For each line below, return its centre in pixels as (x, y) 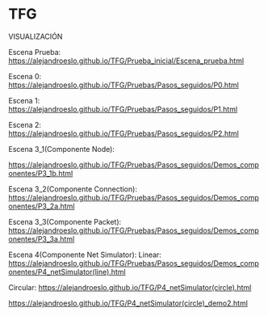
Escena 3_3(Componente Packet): (65, 221)
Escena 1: (24, 100)
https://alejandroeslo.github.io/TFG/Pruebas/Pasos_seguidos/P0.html (124, 85)
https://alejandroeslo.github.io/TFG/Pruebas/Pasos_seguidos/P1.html (123, 109)
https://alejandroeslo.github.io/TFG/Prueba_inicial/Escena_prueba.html (126, 61)
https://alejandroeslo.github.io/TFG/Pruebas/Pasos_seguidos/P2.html (124, 133)
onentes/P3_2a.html (42, 206)
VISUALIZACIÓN (36, 36)
